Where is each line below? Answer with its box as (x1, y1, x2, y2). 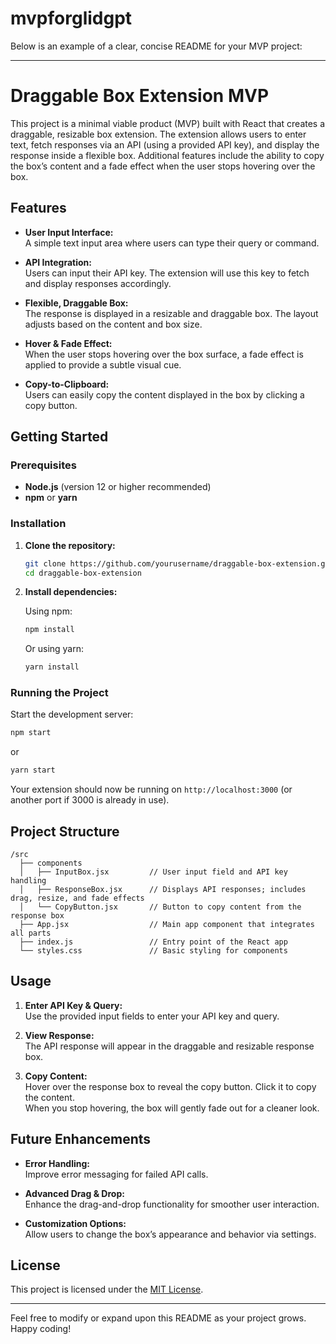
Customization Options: (24, 1217, 127, 1229)
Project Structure (10, 823, 120, 840)
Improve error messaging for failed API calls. (24, 1168, 209, 1180)
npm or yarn (24, 492, 78, 504)
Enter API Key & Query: (24, 999, 123, 1011)
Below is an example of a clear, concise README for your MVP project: (10, 40, 303, 52)
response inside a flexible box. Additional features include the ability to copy (10, 149, 325, 161)
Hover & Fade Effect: (24, 337, 113, 349)
